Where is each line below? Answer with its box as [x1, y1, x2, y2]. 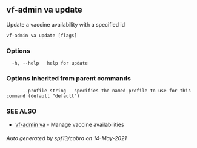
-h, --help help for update [12, 60, 88, 66]
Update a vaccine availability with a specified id [6, 21, 125, 28]
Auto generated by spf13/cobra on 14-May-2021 [6, 135, 127, 142]
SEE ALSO [6, 107, 37, 115]
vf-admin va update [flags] [6, 33, 78, 39]
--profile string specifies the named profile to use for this [22, 88, 191, 94]
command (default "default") [6, 93, 80, 99]
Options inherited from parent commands [6, 74, 132, 83]
